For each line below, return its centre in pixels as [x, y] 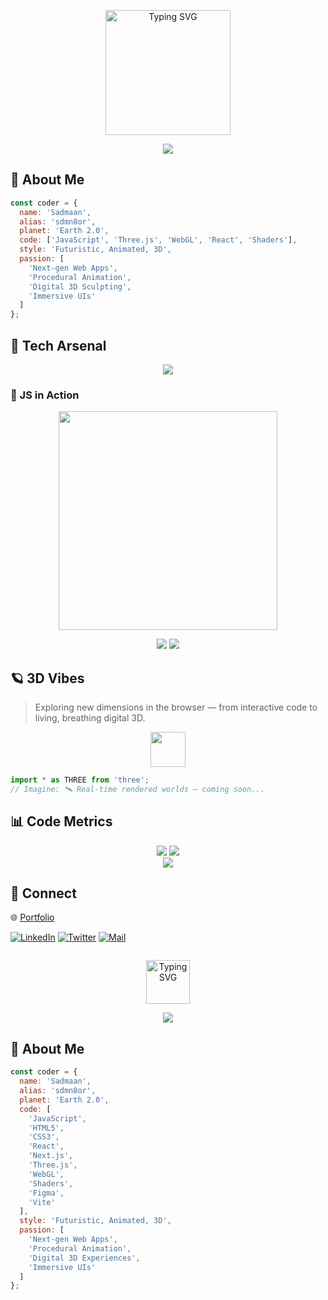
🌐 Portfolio [32, 917]
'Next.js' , [51, 1156]
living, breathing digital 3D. [90, 718]
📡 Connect [43, 893]
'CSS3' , [44, 1137]
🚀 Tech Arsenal [58, 345]
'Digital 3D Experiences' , [84, 1258]
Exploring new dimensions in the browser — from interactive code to [176, 707]
